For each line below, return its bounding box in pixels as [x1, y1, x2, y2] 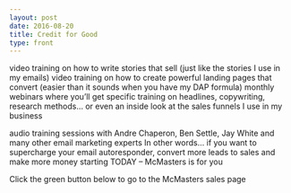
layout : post [9, 13, 58, 22]
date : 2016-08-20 [9, 22, 74, 31]
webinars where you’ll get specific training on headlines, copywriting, [9, 92, 266, 102]
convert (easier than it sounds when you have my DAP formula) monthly [9, 82, 275, 92]
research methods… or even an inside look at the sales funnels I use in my [9, 101, 283, 112]
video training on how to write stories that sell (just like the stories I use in [9, 63, 280, 74]
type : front [9, 38, 54, 48]
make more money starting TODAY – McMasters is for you [9, 156, 224, 167]
